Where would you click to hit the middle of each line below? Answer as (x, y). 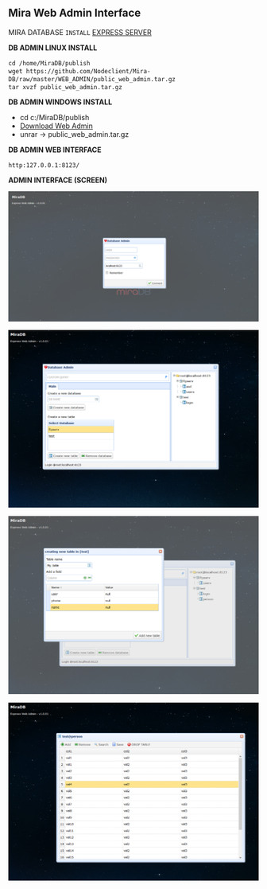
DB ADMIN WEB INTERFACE (55, 150)
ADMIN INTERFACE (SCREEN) (58, 180)
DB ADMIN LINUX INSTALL (53, 48)
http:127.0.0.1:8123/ (44, 165)
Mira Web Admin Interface (75, 13)
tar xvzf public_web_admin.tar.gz (66, 87)
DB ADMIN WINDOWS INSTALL (60, 102)
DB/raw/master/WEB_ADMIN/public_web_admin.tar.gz (92, 79)
